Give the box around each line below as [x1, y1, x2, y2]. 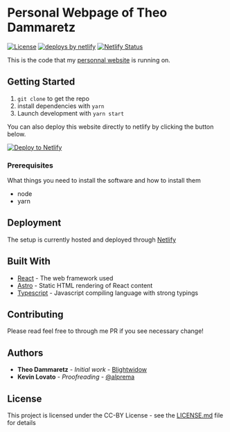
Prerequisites [7, 161, 53, 170]
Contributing [7, 309, 64, 321]
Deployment [7, 217, 62, 229]
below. [7, 129, 26, 138]
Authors [7, 347, 44, 359]
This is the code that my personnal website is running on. [7, 55, 171, 64]
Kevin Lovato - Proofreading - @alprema [17, 372, 135, 381]
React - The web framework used [17, 273, 114, 282]
